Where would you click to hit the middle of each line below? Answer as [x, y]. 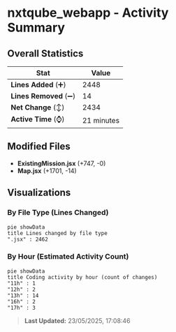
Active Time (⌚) [38, 119]
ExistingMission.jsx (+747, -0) [61, 163]
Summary [36, 28]
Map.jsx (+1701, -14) [47, 171]
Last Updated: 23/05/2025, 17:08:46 [77, 320]
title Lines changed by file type [58, 233]
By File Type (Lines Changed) [58, 213]
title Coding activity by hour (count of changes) [82, 277]
